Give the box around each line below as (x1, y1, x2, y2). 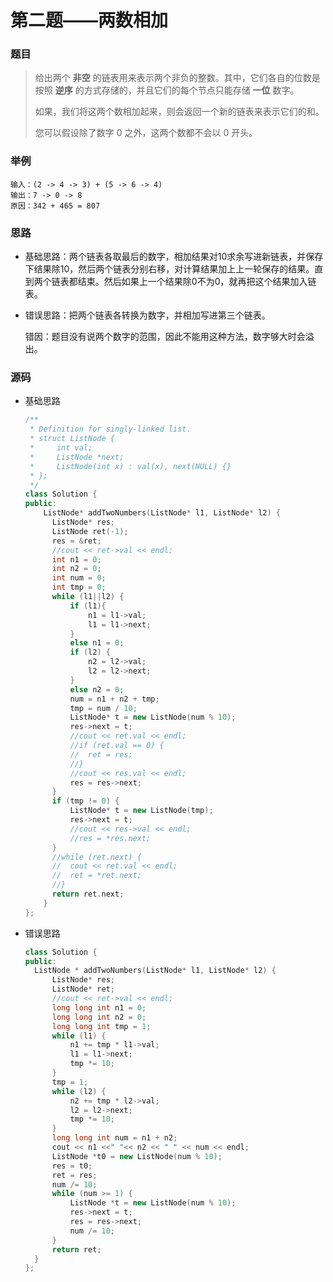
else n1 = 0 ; (69, 638, 125, 648)
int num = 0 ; (51, 573, 107, 583)
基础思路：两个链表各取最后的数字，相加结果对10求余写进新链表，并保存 (24, 251, 324, 263)
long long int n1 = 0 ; (51, 1002, 147, 1013)
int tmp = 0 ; (51, 582, 107, 593)
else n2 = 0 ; (69, 684, 125, 695)
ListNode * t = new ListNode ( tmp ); (69, 806, 214, 816)
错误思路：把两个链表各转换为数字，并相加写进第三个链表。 (24, 309, 271, 321)
